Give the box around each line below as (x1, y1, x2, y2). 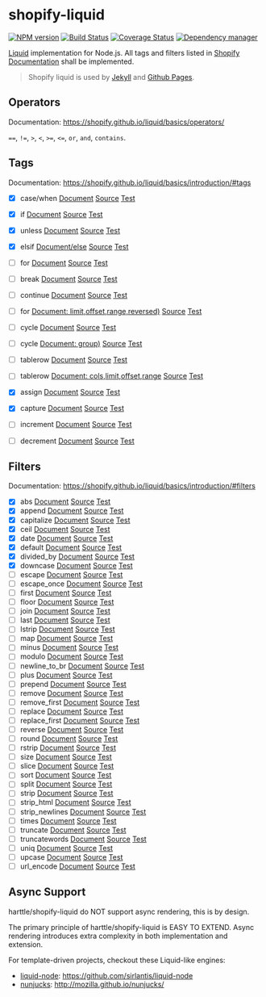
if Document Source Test (19, 209, 103, 219)
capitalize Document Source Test (19, 515, 131, 525)
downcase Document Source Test (19, 560, 133, 570)
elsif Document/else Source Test (19, 241, 129, 251)
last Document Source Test (19, 615, 110, 625)
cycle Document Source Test (19, 323, 117, 333)
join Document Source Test (19, 606, 111, 616)
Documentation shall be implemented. (8, 57, 135, 66)
